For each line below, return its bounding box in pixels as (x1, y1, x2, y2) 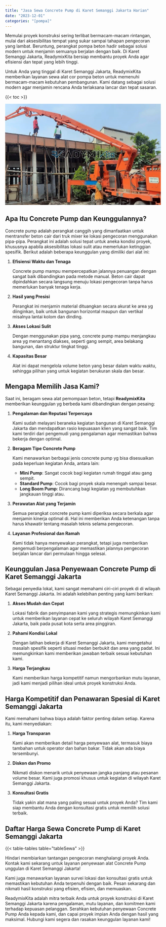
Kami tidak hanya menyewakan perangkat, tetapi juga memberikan (12, 540, 148, 546)
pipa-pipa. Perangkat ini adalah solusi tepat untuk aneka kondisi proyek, (5, 238, 152, 244)
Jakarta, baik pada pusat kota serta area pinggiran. (12, 620, 117, 627)
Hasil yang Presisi (12, 293, 50, 300)
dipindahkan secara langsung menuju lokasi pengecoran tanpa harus (12, 278, 153, 285)
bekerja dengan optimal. (12, 435, 62, 441)
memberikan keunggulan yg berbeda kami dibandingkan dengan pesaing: (5, 401, 155, 407)
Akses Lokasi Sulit (12, 323, 51, 329)
